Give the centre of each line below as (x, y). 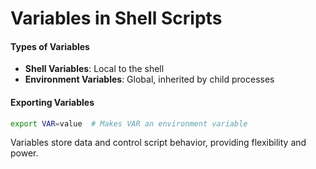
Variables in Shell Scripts (116, 18)
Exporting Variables (52, 102)
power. (24, 153)
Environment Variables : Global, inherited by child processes (149, 79)
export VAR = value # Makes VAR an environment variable (129, 123)
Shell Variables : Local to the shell (94, 69)
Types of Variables (50, 46)
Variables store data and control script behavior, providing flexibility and (158, 143)
